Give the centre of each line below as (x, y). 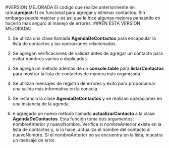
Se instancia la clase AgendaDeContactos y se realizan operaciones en (87, 98)
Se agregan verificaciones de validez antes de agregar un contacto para (88, 53)
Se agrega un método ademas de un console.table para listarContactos (88, 68)
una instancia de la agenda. (41, 104)
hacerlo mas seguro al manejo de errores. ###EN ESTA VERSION (73, 23)
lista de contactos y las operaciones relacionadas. (65, 44)
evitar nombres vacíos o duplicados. (50, 59)
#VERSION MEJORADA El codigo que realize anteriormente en (70, 7)
